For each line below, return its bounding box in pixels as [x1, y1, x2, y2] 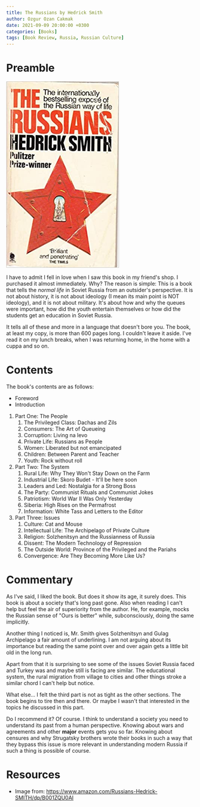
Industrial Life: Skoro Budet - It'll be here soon [23, 476, 137, 483]
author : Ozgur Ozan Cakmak [6, 16, 73, 22]
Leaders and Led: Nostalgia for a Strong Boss [23, 483, 136, 489]
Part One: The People [14, 413, 68, 419]
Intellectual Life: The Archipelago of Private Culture [23, 527, 150, 534]
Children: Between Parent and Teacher [23, 451, 119, 458]
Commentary [6, 573, 73, 587]
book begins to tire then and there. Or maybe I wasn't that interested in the [6, 697, 190, 704]
